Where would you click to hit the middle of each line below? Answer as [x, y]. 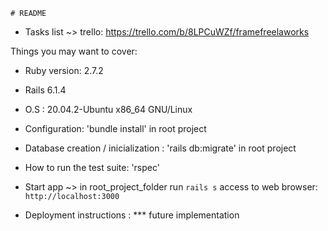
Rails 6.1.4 [45, 90]
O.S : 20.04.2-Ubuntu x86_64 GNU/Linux [108, 109]
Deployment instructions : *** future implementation [132, 215]
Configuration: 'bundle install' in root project [115, 128]
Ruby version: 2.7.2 [64, 70]
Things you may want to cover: [74, 51]
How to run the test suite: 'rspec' [92, 167]
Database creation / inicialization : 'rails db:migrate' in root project [160, 148]
